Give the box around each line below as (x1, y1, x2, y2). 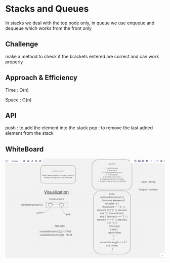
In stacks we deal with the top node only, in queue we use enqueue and (5, 20, 155, 26)
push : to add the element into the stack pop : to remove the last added (5, 125, 153, 131)
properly (5, 59, 23, 65)
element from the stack (5, 130, 54, 136)
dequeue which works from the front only (5, 25, 92, 31)
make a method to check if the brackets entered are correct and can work (5, 53, 159, 59)
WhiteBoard (5, 145, 44, 154)
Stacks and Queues (5, 3, 89, 15)
